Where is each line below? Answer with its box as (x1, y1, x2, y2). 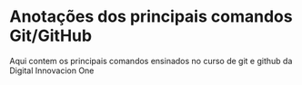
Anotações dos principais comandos (9, 6, 293, 27)
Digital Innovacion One (9, 65, 95, 76)
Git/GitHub (9, 25, 93, 46)
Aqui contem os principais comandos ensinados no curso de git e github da (9, 55, 293, 66)
